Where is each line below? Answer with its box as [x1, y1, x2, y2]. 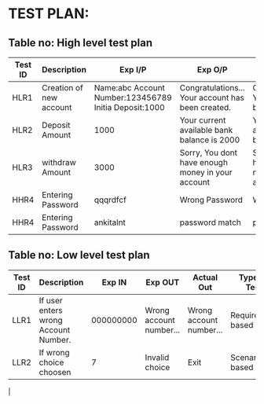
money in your [179, 167, 233, 178]
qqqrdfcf [93, 194, 127, 205]
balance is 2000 [179, 134, 240, 145]
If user [38, 295, 63, 306]
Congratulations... [179, 83, 245, 93]
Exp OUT [145, 277, 180, 288]
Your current [179, 115, 226, 126]
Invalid [145, 351, 170, 362]
